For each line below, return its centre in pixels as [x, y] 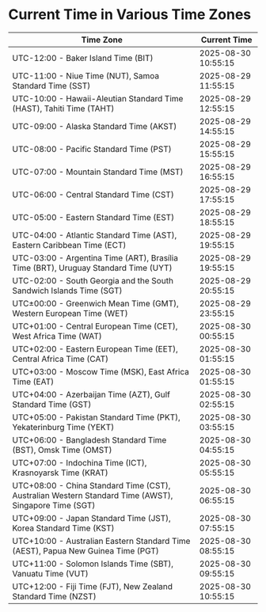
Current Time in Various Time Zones [130, 15]
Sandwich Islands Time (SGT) [67, 291]
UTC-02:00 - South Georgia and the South [93, 280]
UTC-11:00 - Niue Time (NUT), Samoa [86, 75]
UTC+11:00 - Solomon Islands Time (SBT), [93, 564]
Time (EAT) [33, 382]
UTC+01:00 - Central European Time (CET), [95, 326]
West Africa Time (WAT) [57, 336]
